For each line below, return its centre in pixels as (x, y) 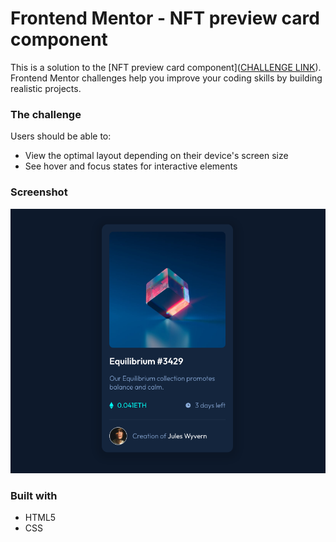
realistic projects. (46, 88)
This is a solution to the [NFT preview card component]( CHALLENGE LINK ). (166, 67)
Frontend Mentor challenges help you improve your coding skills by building (166, 78)
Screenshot (39, 192)
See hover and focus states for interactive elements (131, 166)
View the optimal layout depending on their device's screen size (156, 156)
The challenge (46, 114)
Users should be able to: (61, 136)
